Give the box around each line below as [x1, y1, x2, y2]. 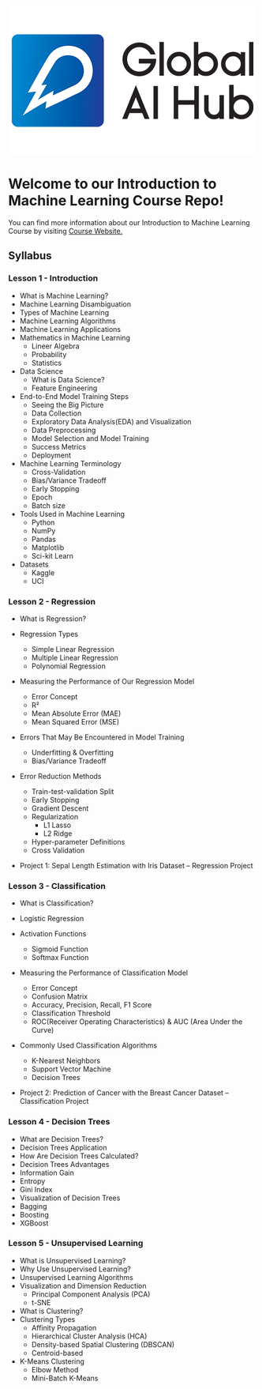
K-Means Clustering [19, 1357, 85, 1366]
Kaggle [31, 567, 55, 578]
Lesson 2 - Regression [8, 596, 96, 607]
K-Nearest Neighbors [31, 1056, 101, 1066]
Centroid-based [31, 1348, 84, 1357]
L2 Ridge [43, 828, 73, 838]
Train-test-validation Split [31, 786, 114, 796]
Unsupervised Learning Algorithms [19, 1272, 134, 1282]
